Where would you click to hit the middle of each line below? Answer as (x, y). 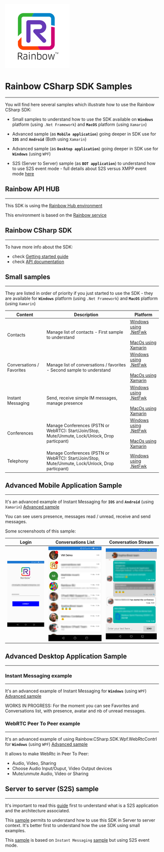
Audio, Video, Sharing (34, 763)
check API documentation (38, 262)
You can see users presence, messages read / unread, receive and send (78, 516)
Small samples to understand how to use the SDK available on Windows (83, 119)
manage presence (64, 403)
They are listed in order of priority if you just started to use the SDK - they (79, 293)
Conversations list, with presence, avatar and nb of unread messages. (75, 711)
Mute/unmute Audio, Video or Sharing (50, 774)
